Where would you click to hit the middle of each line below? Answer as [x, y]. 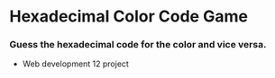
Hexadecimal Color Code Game [128, 17]
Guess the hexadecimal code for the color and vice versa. [138, 45]
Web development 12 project [75, 64]
